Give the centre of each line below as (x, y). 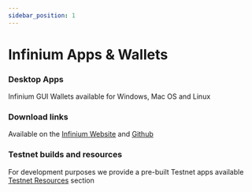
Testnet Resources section (51, 180)
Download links (38, 117)
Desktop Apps (36, 79)
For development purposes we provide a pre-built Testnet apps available (126, 171)
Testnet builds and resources (65, 155)
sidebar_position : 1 (42, 15)
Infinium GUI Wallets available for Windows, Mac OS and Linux (109, 96)
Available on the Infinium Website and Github (81, 134)
